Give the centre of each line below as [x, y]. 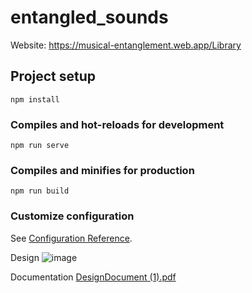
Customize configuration [72, 216]
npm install [35, 99]
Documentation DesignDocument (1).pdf [93, 277]
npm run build [40, 191]
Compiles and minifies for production [102, 170]
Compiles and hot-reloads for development [117, 124]
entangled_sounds [89, 17]
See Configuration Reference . [71, 238]
